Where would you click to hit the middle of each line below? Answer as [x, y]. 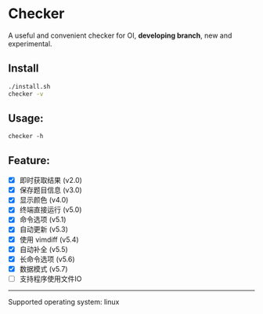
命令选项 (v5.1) [43, 220]
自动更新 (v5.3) [44, 229]
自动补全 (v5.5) [43, 249]
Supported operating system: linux [64, 301]
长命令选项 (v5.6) [47, 259]
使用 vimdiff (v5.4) [49, 239]
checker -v [26, 94]
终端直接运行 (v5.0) [50, 210]
